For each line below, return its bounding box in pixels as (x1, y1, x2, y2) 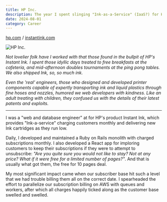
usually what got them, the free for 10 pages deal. (5, 161, 107, 167)
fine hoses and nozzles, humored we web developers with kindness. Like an (5, 90, 162, 96)
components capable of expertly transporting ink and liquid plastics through (5, 85, 162, 91)
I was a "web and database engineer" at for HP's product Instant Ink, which (5, 115, 160, 121)
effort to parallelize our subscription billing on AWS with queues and (5, 182, 145, 188)
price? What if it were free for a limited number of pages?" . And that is (5, 156, 149, 162)
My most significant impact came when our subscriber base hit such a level (5, 171, 160, 177)
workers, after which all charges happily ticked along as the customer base (5, 187, 159, 193)
